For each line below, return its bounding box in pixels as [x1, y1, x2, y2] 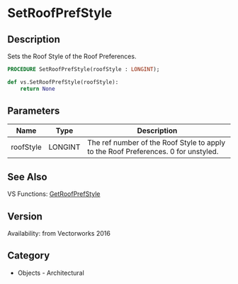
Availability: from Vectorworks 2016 [7, 229, 111, 238]
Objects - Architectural [17, 268, 85, 277]
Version [7, 210, 42, 222]
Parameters [7, 105, 60, 117]
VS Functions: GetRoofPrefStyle [7, 190, 101, 198]
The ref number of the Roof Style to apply [87, 138, 226, 148]
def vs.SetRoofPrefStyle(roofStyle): [7, 78, 119, 86]
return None [20, 85, 55, 92]
